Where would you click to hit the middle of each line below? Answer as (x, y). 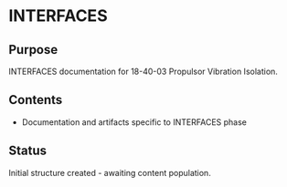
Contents (36, 100)
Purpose (33, 50)
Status (28, 151)
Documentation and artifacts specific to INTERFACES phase (134, 122)
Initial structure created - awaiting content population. (110, 172)
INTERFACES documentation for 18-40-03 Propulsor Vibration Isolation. (143, 71)
